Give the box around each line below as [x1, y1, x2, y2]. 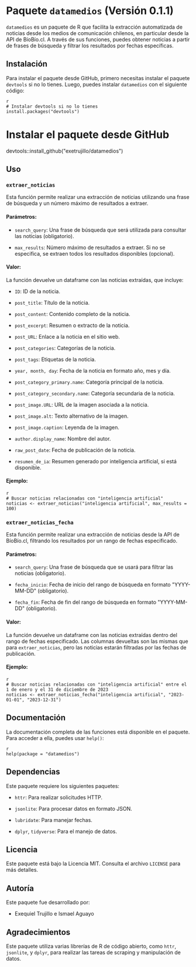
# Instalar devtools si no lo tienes [6, 104, 98, 109]
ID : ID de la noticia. [14, 288, 60, 295]
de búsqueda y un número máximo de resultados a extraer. [6, 200, 149, 207]
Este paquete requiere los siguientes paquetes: [6, 782, 120, 789]
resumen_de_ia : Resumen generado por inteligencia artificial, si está [14, 457, 177, 464]
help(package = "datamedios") [6, 751, 80, 757]
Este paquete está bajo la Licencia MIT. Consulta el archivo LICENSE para [6, 860, 181, 867]
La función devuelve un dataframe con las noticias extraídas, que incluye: [6, 276, 184, 283]
